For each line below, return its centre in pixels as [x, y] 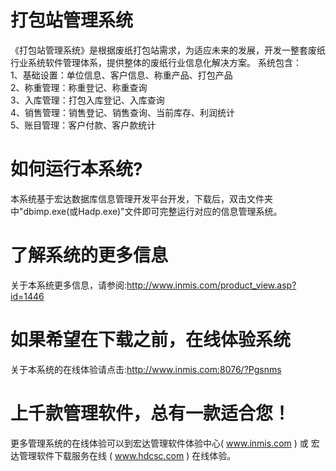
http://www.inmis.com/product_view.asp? [211, 285]
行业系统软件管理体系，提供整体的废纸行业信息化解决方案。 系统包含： [156, 62]
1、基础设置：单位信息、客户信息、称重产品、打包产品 [121, 75]
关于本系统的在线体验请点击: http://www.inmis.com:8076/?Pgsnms [146, 369]
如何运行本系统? [76, 169]
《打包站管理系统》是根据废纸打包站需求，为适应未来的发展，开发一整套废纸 [168, 50]
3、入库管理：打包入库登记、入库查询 [87, 100]
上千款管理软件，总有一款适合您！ [151, 413]
